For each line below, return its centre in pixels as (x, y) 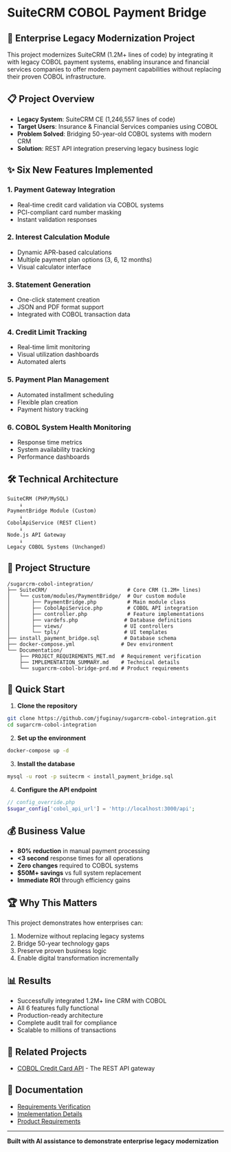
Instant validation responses (57, 219)
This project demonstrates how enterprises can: (75, 923)
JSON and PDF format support (60, 307)
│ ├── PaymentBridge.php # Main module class (97, 602)
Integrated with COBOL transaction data (74, 314)
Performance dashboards (53, 457)
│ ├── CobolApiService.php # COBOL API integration (102, 608)
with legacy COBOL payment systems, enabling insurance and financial (108, 62)
